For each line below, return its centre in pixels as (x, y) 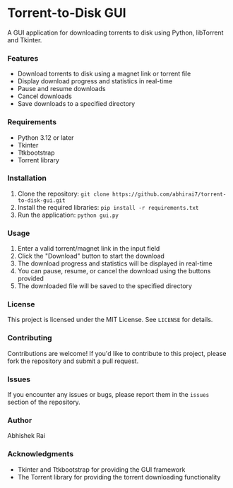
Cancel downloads (44, 96)
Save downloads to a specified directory (76, 104)
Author (20, 420)
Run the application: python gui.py (68, 215)
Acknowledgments (41, 454)
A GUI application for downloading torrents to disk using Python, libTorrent (115, 32)
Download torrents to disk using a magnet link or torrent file (104, 74)
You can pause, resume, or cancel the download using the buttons (114, 271)
